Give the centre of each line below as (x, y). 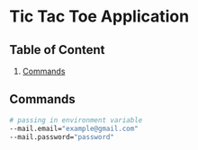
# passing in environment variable (76, 120)
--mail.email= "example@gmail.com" (74, 128)
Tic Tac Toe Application (99, 17)
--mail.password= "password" (62, 137)
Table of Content (57, 50)
